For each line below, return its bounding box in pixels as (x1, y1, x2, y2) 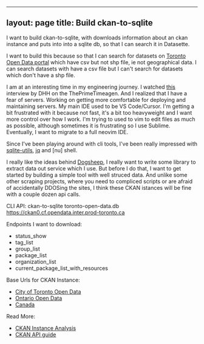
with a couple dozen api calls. (6, 191, 81, 198)
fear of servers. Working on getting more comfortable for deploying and (6, 96, 186, 103)
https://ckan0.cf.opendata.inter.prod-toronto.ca (6, 209, 125, 216)
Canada (15, 301, 35, 308)
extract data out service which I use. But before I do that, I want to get (6, 164, 182, 172)
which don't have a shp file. (6, 71, 76, 79)
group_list (15, 245, 41, 252)
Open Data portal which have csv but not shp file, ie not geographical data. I (6, 58, 197, 66)
